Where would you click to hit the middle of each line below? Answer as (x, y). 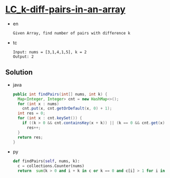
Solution (19, 72)
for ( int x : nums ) (39, 104)
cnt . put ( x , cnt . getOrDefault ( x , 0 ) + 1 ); (67, 109)
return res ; (30, 137)
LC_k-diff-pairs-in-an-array (65, 10)
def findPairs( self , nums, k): (46, 161)
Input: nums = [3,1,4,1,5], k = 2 (50, 52)
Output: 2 (23, 57)
